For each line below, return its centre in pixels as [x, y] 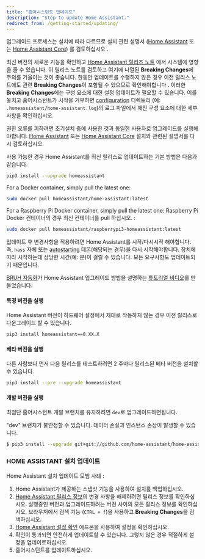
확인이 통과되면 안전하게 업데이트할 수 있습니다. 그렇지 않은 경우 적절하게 [101, 535]
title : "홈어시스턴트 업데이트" [41, 12]
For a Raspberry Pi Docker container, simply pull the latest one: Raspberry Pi [102, 211]
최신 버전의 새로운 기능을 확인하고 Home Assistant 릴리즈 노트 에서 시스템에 [97, 62]
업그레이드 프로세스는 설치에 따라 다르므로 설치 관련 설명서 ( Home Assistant [97, 42]
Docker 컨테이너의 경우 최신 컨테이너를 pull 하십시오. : [71, 218]
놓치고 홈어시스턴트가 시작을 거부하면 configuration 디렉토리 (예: [84, 100]
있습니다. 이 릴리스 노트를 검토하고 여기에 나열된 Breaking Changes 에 [110, 70]
